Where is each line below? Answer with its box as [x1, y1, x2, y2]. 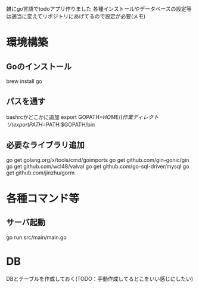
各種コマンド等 [6, 192, 80, 205]
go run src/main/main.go [6, 234, 67, 241]
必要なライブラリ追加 [6, 140, 85, 151]
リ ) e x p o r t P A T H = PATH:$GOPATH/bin [6, 121, 95, 128]
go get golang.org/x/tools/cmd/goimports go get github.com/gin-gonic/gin [6, 156, 189, 163]
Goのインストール [6, 62, 72, 72]
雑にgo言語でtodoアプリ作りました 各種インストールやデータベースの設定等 [6, 5, 192, 12]
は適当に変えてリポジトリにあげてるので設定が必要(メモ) [6, 13, 146, 20]
